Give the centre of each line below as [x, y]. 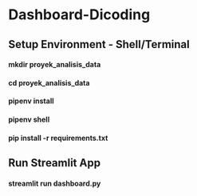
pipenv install [31, 101]
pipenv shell [29, 119]
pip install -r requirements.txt [58, 138]
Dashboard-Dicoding [79, 15]
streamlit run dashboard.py [55, 183]
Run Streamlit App [55, 163]
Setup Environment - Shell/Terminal [99, 44]
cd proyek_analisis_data [49, 82]
